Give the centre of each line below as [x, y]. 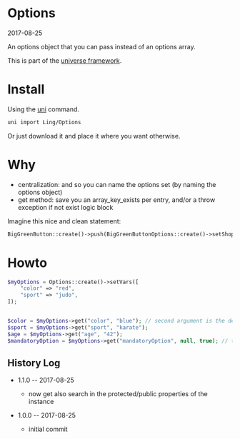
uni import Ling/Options [44, 122]
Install [26, 90]
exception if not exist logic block [65, 207]
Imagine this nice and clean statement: [64, 221]
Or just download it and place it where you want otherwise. [94, 136]
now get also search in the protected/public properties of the [118, 394]
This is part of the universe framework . [65, 60]
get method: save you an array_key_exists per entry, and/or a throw [116, 200]
